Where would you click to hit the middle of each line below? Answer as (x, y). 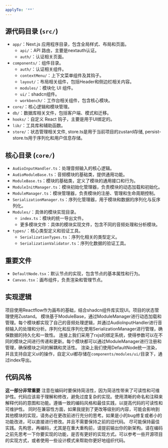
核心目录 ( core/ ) (30, 155)
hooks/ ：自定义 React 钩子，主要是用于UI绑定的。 (63, 119)
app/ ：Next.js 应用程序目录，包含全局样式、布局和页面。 (71, 44)
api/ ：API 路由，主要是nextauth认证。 (59, 50)
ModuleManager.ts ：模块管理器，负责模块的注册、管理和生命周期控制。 (85, 193)
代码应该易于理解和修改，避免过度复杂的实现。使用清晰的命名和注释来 (90, 396)
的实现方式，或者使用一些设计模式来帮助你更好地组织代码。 (66, 440)
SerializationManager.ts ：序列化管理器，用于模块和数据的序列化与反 (84, 199)
